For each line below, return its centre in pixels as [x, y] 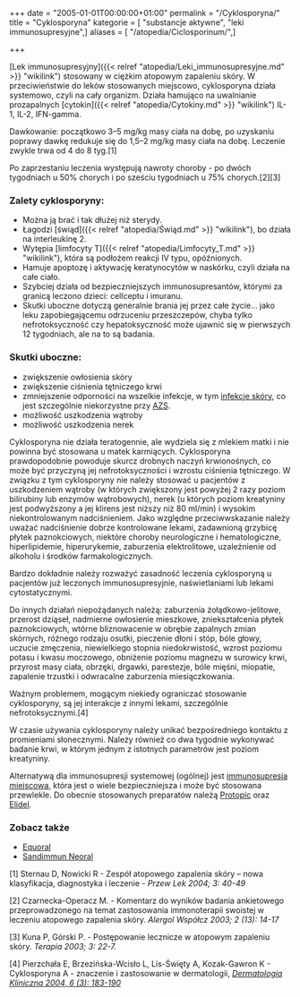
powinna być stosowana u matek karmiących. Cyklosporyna [120, 451]
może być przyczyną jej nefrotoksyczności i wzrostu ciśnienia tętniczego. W [150, 470]
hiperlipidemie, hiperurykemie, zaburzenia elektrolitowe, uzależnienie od [143, 546]
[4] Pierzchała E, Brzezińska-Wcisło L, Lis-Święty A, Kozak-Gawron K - [140, 963]
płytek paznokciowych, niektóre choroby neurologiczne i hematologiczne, [146, 537]
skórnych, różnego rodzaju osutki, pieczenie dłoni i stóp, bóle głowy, [136, 638]
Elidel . [21, 804]
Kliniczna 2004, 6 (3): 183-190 [65, 983]
